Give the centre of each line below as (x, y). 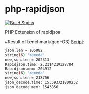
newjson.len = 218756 (27, 78)
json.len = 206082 (24, 50)
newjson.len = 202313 (27, 60)
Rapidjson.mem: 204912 (28, 69)
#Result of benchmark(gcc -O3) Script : (45, 41)
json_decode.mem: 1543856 (31, 87)
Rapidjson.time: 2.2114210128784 (39, 64)
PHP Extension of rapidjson (33, 32)
